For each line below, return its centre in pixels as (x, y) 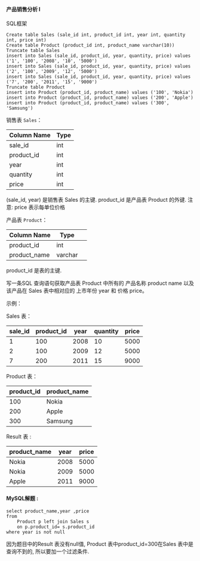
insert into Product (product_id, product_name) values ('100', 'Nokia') (100, 93)
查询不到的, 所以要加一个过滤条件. (48, 551)
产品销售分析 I (23, 9)
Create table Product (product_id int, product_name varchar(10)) (90, 46)
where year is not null (36, 532)
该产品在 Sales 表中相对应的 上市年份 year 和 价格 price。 (77, 291)
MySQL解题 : (22, 498)
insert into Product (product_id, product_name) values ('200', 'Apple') (100, 98)
